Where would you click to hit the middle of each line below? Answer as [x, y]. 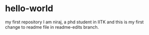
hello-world [29, 9]
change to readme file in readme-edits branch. [52, 27]
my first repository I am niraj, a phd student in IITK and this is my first [74, 22]
